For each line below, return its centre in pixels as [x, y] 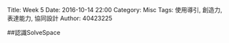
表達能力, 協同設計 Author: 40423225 [60, 18]
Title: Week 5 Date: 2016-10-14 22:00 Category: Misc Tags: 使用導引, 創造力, [115, 10]
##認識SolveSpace [34, 33]
